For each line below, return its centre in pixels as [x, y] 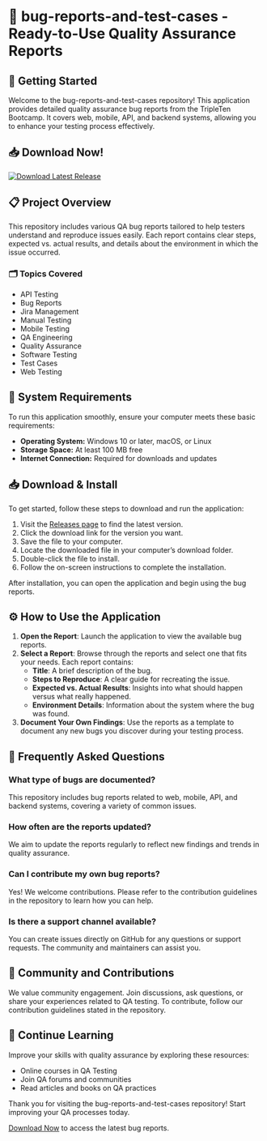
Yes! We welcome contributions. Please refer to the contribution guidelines [133, 891]
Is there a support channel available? [82, 921]
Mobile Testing [45, 328]
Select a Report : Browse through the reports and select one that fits [133, 654]
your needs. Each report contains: [76, 662]
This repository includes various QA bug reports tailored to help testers [127, 226]
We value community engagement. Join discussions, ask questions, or [126, 993]
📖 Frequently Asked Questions [87, 756]
